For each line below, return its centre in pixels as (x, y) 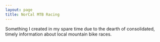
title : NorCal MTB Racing (32, 14)
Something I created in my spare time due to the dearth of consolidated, (80, 28)
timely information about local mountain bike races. (59, 34)
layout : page (19, 10)
